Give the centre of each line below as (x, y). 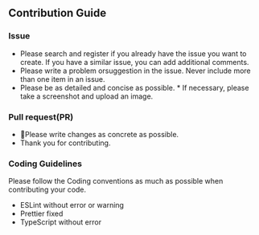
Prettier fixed (41, 214)
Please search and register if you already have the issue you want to (133, 53)
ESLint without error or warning (72, 205)
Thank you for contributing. (65, 143)
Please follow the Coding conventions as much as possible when (116, 181)
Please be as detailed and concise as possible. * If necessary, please (134, 87)
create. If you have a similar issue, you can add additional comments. (134, 62)
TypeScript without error (61, 222)
